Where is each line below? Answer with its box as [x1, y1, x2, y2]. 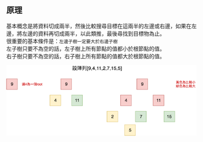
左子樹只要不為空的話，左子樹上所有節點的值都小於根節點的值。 [6, 45, 165, 52]
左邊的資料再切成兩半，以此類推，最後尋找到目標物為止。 [22, 30, 165, 37]
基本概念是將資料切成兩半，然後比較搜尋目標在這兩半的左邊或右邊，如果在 [6, 22, 192, 30]
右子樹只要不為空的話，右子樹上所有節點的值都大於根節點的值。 [6, 53, 165, 60]
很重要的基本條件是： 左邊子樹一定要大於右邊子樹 [6, 37, 118, 45]
